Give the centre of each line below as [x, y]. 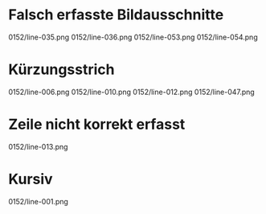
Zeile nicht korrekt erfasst [97, 124]
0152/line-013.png [38, 146]
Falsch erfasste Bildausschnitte [116, 15]
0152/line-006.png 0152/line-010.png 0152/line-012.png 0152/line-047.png [131, 92]
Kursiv [31, 179]
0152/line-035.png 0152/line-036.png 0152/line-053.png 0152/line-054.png [133, 37]
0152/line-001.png [38, 201]
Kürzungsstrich [61, 70]
